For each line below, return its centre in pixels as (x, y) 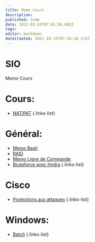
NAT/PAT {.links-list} (34, 113)
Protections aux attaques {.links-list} (51, 199)
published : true (22, 19)
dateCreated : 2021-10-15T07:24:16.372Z (47, 39)
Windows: (27, 220)
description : (19, 15)
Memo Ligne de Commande (42, 159)
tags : (11, 29)
